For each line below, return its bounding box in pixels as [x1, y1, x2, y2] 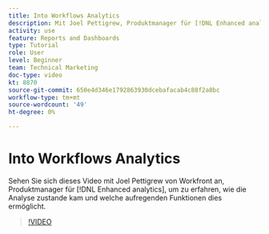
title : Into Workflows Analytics [8, 11, 120, 20]
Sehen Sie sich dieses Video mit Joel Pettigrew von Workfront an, [8, 176, 225, 185]
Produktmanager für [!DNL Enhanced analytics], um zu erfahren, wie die [8, 184, 247, 194]
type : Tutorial [8, 42, 59, 50]
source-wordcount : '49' [8, 101, 88, 109]
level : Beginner [8, 57, 62, 65]
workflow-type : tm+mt [8, 93, 81, 101]
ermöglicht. [8, 201, 46, 211]
